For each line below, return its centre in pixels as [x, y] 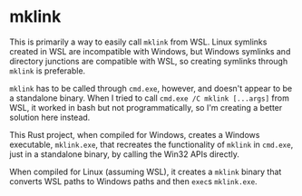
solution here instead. [50, 117]
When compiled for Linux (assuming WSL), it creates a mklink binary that [146, 171]
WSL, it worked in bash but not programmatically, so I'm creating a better [146, 107]
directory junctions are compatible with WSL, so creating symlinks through [149, 61]
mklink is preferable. [48, 71]
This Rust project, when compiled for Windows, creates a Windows [135, 134]
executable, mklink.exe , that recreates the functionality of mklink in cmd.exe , [151, 144]
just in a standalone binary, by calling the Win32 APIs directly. [125, 154]
